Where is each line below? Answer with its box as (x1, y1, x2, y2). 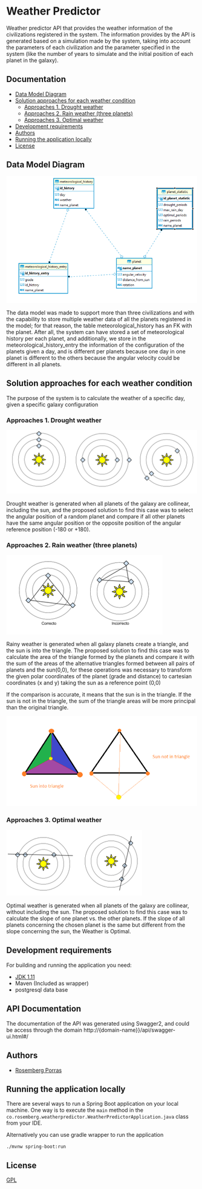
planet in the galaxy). (6, 56, 59, 64)
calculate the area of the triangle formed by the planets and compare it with (6, 653, 195, 660)
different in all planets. (6, 360, 62, 368)
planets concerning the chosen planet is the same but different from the (6, 921, 186, 928)
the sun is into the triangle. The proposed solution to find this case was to (6, 647, 189, 654)
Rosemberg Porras (15, 1066, 62, 1074)
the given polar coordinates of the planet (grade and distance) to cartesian (6, 672, 192, 680)
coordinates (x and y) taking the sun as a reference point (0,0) (6, 679, 161, 686)
